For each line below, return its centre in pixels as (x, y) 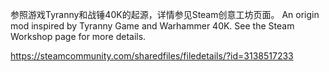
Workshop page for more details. (78, 36)
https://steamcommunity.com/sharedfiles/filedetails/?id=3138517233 (152, 56)
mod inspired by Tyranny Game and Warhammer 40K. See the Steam (152, 26)
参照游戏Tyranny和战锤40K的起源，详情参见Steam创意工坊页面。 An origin (165, 14)
